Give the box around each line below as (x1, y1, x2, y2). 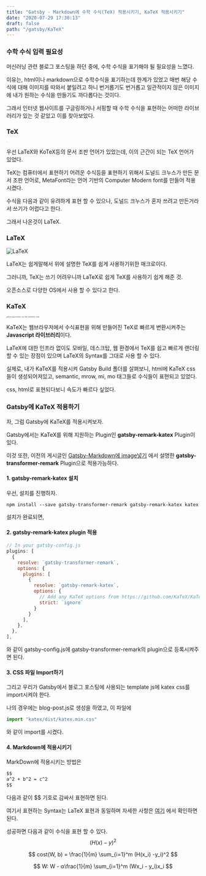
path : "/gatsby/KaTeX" (6, 26, 64, 33)
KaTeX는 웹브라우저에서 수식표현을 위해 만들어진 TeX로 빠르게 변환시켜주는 (6, 324, 186, 331)
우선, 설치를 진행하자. (6, 489, 57, 496)
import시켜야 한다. (6, 691, 51, 698)
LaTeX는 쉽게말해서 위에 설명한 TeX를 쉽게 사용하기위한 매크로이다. (6, 260, 167, 268)
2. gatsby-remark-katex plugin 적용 (6, 528, 97, 536)
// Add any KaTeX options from (39, 594, 120, 600)
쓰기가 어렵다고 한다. (12, 205, 63, 212)
